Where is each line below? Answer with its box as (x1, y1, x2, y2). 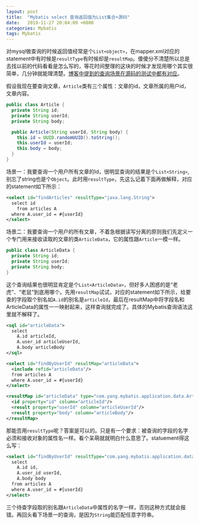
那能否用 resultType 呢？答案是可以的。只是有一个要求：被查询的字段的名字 (6, 427, 188, 434)
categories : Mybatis (6, 25, 57, 31)
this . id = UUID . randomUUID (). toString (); (17, 135, 120, 140)
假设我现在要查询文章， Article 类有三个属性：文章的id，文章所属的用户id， (6, 82, 190, 90)
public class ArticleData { (6, 247, 76, 254)
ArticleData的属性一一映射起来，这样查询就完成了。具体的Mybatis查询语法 (6, 303, 188, 310)
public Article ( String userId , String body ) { (11, 129, 129, 135)
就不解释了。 (11, 311, 43, 318)
